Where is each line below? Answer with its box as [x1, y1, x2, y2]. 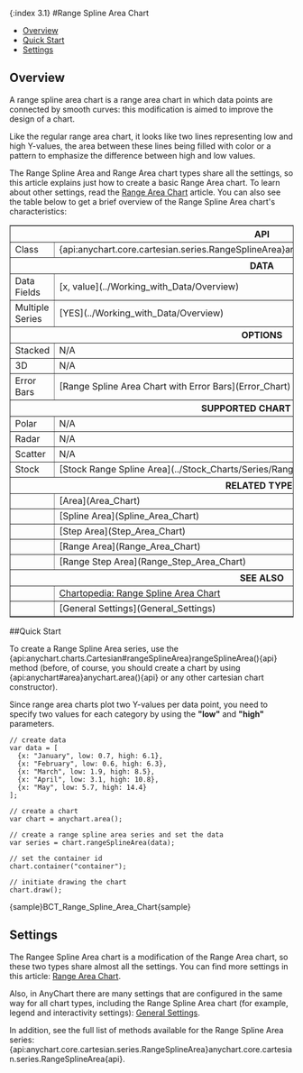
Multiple [14, 301, 50, 314]
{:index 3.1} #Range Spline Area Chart [9, 8, 149, 18]
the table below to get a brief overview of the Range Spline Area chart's [9, 196, 276, 206]
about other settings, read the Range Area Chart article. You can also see [9, 187, 281, 197]
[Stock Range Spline [59, 463, 146, 475]
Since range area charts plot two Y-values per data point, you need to [9, 699, 269, 710]
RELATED [225, 479, 267, 491]
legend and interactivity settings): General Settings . [9, 1007, 200, 1018]
